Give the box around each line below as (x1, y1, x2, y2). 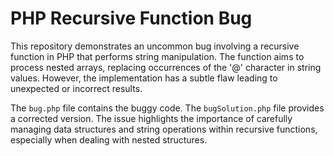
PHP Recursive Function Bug (10, 7, 253, 30)
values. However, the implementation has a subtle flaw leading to (10, 72, 278, 84)
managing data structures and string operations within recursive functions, (10, 123, 318, 135)
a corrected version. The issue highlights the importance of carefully (10, 112, 293, 124)
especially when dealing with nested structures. (10, 133, 208, 146)
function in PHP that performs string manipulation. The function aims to (10, 50, 305, 62)
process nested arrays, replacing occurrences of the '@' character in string (10, 61, 322, 73)
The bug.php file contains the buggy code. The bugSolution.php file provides (10, 102, 325, 114)
